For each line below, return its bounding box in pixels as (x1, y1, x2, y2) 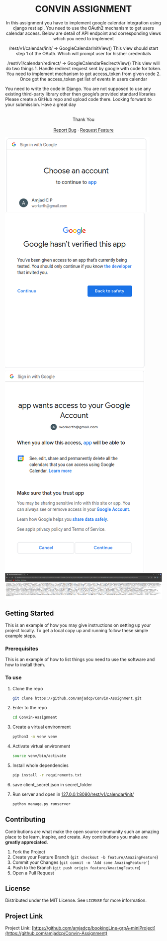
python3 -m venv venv (12, 734, 58, 739)
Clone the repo (12, 685, 43, 691)
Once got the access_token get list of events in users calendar (19, 76, 148, 82)
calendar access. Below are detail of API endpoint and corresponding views (5, 30, 162, 36)
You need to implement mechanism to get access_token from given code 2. (6, 71, 161, 77)
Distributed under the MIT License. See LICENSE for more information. (5, 897, 147, 903)
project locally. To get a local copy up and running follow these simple (5, 627, 148, 633)
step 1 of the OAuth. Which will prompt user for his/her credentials (15, 50, 152, 56)
